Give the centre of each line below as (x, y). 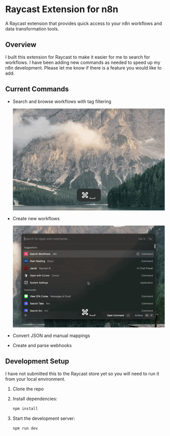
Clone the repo (28, 389)
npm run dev (25, 428)
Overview (21, 45)
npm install (25, 409)
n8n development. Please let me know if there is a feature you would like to (83, 68)
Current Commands (37, 89)
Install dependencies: (35, 398)
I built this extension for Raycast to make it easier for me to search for (78, 57)
